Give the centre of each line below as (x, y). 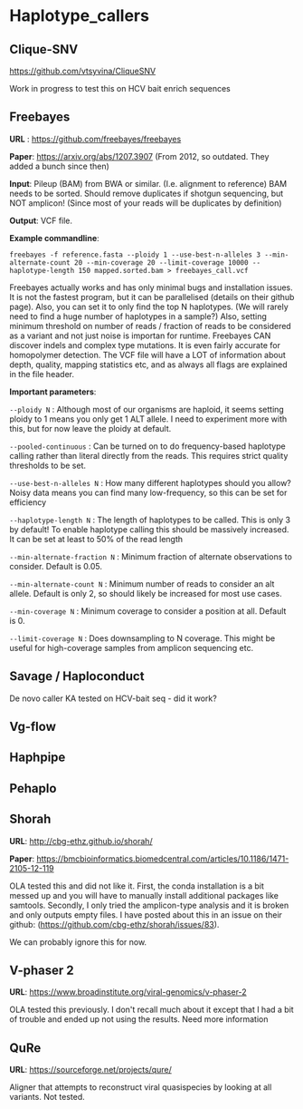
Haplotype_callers (79, 16)
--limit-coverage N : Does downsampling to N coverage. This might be (142, 638)
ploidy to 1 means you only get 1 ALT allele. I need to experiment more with (148, 419)
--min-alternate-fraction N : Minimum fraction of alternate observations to (151, 556)
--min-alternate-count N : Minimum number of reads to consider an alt (142, 584)
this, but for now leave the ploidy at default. (90, 428)
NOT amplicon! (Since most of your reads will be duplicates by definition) (146, 203)
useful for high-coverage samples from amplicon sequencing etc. (132, 647)
